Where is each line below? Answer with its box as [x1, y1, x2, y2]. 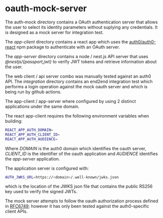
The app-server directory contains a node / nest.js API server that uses [5, 53, 148, 59]
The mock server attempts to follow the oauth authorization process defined [5, 198, 159, 204]
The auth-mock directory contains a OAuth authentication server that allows [5, 19, 158, 25]
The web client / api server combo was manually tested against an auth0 [5, 73, 151, 79]
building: [5, 118, 23, 124]
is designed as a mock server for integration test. [5, 29, 104, 35]
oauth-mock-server [5, 3, 87, 14]
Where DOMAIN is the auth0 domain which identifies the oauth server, [5, 145, 146, 151]
